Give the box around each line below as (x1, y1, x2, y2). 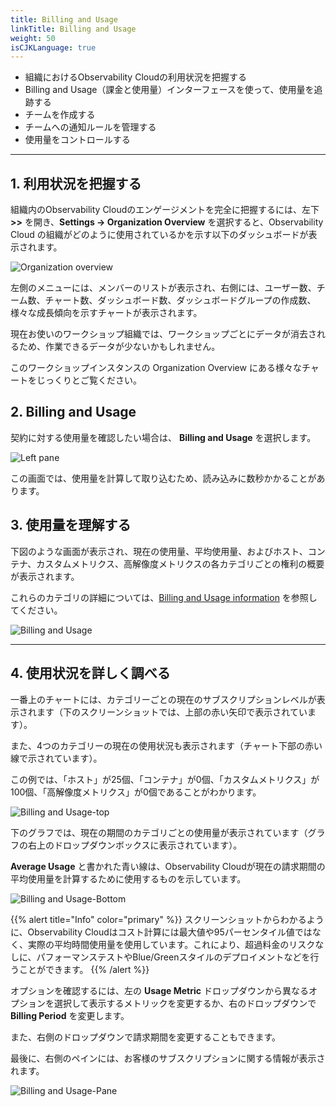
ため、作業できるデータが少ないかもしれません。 (18, 341, 221, 353)
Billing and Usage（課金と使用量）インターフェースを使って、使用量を (24, 84, 315, 96)
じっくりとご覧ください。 (36, 374, 142, 386)
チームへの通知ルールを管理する (24, 121, 157, 133)
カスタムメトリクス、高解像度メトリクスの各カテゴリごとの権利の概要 (36, 557, 325, 570)
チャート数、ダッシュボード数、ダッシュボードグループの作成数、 (44, 294, 317, 306)
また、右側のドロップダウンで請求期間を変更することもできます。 (10, 1031, 282, 1043)
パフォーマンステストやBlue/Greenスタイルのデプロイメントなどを (36, 951, 311, 963)
